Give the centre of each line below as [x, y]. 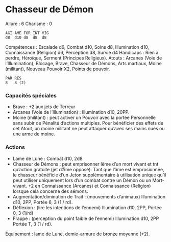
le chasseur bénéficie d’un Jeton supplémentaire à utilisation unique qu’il [89, 175]
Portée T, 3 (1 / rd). [32, 224]
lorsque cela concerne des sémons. [50, 191]
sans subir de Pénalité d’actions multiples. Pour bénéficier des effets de [88, 123]
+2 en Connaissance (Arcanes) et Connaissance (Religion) [89, 186]
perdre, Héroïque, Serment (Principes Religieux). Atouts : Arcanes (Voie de [84, 58]
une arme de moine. [34, 134]
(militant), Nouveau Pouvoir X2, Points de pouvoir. [58, 69]
